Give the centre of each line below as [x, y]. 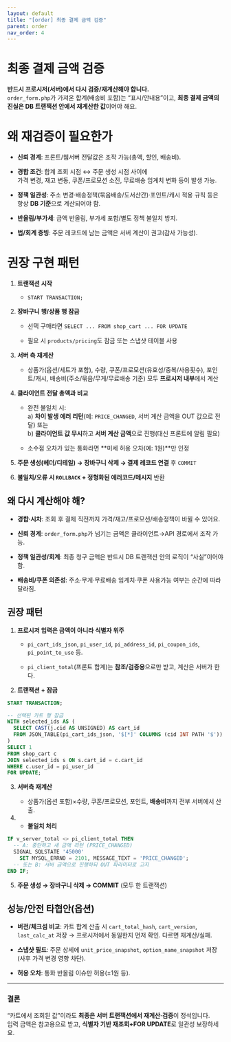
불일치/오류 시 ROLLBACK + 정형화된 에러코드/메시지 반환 [91, 477]
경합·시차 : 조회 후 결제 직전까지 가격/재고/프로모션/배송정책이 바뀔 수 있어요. [119, 519]
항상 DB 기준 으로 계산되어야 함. [59, 204]
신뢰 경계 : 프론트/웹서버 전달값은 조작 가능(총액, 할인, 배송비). [99, 157]
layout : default [30, 13]
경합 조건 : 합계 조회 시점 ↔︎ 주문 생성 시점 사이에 [82, 172]
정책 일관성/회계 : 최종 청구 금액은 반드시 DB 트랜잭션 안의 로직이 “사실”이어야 [120, 556]
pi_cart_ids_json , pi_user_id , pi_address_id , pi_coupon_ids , [113, 644]
